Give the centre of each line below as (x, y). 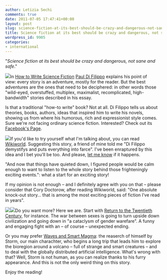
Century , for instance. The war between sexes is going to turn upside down (82, 216)
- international (22, 47)
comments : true (21, 14)
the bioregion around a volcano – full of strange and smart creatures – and (81, 246)
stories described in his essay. (61, 97)
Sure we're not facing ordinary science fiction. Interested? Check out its (79, 123)
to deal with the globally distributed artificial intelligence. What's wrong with (83, 252)
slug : (11, 28)
